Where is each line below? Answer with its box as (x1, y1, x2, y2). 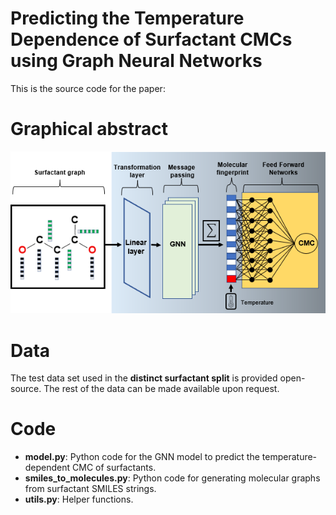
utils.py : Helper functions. (24, 493, 134, 506)
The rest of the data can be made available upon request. (43, 383, 280, 395)
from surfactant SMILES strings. (24, 483, 157, 495)
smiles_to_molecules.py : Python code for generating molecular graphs (24, 472, 321, 484)
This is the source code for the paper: (10, 82, 166, 94)
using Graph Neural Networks (10, 50, 263, 72)
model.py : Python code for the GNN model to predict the (24, 451, 260, 463)
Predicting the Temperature (10, 7, 245, 30)
